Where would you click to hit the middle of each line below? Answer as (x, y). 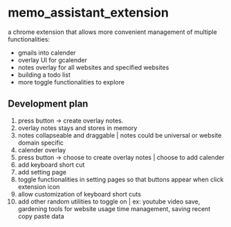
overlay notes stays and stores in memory (77, 128)
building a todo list (44, 75)
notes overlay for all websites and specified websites (93, 67)
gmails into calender (47, 53)
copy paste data (41, 216)
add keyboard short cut (51, 165)
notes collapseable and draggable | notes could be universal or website (120, 135)
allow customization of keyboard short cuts (79, 194)
